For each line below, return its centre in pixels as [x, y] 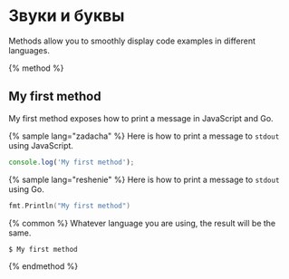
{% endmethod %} [43, 266]
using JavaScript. [41, 145]
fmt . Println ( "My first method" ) [69, 206]
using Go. [26, 189]
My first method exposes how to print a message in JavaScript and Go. [141, 118]
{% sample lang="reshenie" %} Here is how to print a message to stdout [144, 179]
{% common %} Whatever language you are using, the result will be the [142, 223]
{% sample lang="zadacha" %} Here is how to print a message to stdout [144, 136]
